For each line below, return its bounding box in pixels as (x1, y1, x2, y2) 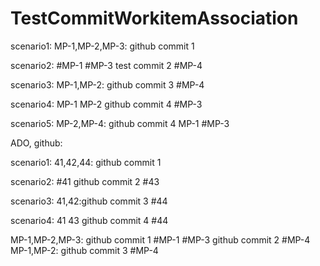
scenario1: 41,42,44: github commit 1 (10, 156, 162, 168)
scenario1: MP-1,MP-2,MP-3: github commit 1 (10, 40, 195, 52)
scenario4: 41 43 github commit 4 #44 (10, 214, 169, 226)
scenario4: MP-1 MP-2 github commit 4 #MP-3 (10, 98, 203, 110)
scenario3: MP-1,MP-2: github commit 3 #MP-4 (10, 78, 205, 91)
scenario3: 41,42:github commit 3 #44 (10, 195, 168, 207)
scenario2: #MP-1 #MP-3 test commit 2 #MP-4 (10, 59, 203, 71)
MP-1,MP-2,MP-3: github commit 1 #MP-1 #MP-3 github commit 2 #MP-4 (10, 233, 311, 246)
